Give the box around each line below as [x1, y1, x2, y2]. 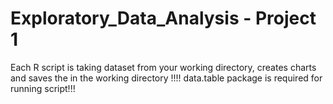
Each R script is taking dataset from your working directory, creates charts [10, 61, 317, 73]
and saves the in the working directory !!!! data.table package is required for [10, 72, 323, 84]
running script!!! [10, 82, 76, 94]
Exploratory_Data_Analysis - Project [10, 7, 317, 30]
